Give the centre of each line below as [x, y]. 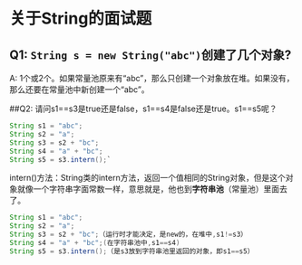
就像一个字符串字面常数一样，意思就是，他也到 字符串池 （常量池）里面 [148, 189]
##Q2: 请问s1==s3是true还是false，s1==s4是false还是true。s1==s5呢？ [144, 109]
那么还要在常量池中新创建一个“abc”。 [79, 90]
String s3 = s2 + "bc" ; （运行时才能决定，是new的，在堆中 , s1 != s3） [128, 235]
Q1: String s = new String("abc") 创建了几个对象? [151, 55]
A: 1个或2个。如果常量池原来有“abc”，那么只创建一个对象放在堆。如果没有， [152, 78]
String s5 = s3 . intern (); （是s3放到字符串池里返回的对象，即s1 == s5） [132, 251]
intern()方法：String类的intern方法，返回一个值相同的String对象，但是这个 [147, 178]
